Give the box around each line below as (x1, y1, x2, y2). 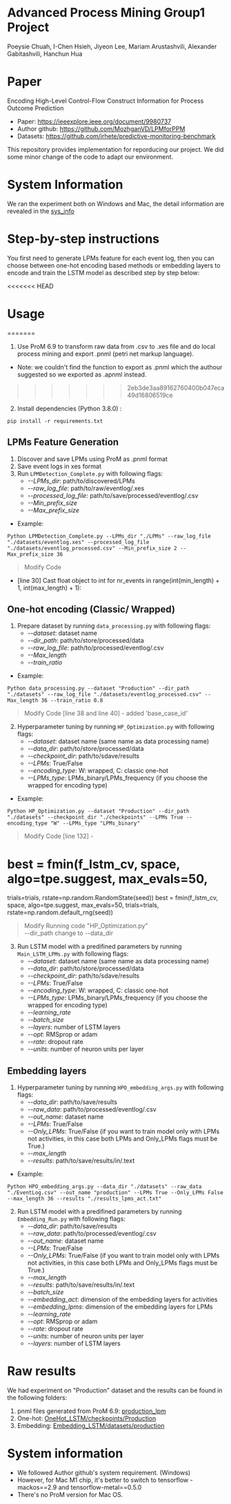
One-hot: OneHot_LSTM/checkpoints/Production (17, 1414, 157, 1422)
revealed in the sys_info (7, 207, 74, 215)
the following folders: (7, 1394, 68, 1401)
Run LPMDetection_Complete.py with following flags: (17, 469, 163, 477)
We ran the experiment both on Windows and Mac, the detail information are (7, 199, 225, 208)
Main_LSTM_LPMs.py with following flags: (17, 950, 129, 958)
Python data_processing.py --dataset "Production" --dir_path (7, 685, 190, 692)
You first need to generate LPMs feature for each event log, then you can (7, 254, 215, 262)
